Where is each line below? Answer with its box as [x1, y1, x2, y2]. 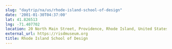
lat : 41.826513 [5, 17, 38, 22]
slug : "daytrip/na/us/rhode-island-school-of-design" [5, 7, 123, 13]
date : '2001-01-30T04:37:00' [5, 12, 68, 17]
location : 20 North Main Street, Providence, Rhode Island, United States [5, 27, 168, 32]
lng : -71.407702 [5, 21, 40, 27]
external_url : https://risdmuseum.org [5, 31, 88, 36]
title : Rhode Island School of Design [5, 36, 88, 41]
